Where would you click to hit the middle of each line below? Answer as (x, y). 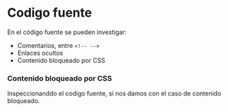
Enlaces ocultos (40, 53)
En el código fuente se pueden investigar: (67, 32)
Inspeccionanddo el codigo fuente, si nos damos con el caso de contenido (114, 94)
